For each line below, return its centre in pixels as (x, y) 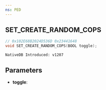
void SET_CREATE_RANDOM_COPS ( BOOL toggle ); (51, 46)
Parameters (24, 70)
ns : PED (13, 10)
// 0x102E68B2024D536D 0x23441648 (41, 41)
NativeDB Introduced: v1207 (34, 55)
